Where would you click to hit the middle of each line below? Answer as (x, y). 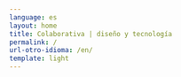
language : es (33, 17)
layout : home (33, 26)
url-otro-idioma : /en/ (51, 50)
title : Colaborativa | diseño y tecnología (91, 34)
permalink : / (33, 42)
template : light (39, 58)
